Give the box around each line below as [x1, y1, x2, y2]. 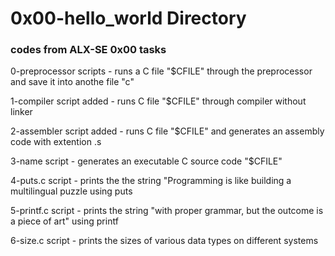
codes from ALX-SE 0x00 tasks [10, 43, 167, 57]
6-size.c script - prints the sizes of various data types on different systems [10, 235, 319, 247]
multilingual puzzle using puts [10, 185, 133, 197]
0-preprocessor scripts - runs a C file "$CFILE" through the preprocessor [10, 65, 313, 77]
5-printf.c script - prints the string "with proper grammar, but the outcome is [10, 205, 324, 217]
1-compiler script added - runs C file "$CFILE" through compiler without [10, 95, 307, 107]
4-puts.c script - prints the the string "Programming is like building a [10, 175, 292, 187]
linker [10, 106, 33, 118]
